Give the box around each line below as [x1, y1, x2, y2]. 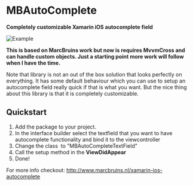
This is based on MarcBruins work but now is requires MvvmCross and [6, 46, 185, 54]
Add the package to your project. [14, 123, 97, 130]
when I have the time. [6, 59, 61, 66]
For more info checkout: [6, 166, 65, 173]
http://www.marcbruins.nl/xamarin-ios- [66, 166, 163, 173]
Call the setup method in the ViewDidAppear [14, 148, 127, 155]
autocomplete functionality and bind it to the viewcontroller [14, 136, 161, 143]
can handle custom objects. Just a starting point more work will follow [6, 53, 184, 60]
